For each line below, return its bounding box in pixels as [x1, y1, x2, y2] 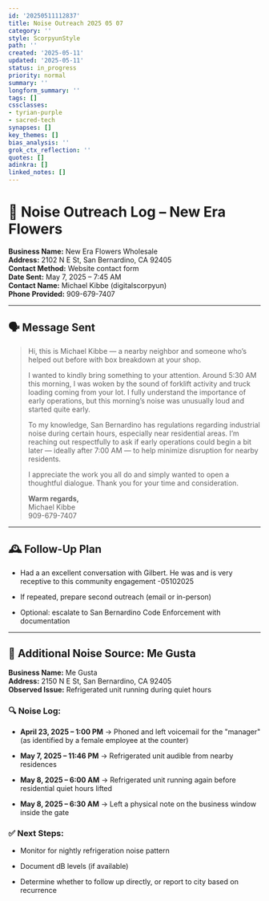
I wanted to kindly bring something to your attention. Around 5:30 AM [27, 370, 257, 379]
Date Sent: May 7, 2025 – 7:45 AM [8, 272, 122, 282]
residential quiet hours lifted [19, 783, 113, 793]
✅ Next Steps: [8, 827, 64, 838]
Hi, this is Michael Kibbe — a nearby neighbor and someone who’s [27, 346, 247, 355]
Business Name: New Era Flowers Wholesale [8, 246, 159, 256]
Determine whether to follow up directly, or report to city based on [19, 876, 239, 887]
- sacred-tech [8, 116, 56, 124]
